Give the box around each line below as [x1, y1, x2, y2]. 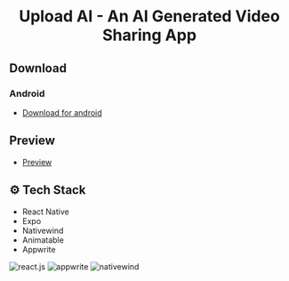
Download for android [21, 107, 102, 117]
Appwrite [21, 244, 56, 254]
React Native [21, 206, 69, 217]
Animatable [21, 234, 64, 245]
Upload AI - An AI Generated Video [19, 6, 280, 27]
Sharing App [101, 25, 197, 45]
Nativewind [21, 225, 64, 236]
